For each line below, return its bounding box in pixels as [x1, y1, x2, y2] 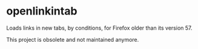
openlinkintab [6, 4, 78, 18]
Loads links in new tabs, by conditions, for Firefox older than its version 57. [6, 24, 193, 31]
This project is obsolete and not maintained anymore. [6, 36, 139, 43]
